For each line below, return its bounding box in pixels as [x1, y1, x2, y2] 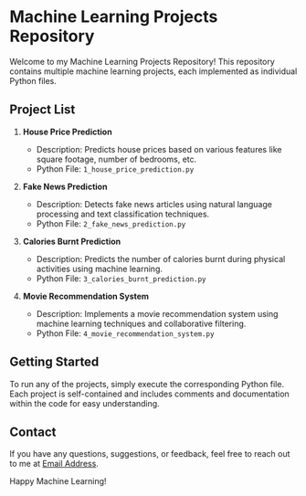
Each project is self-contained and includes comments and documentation [9, 388, 290, 399]
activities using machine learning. [36, 263, 163, 274]
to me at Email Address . [9, 459, 99, 470]
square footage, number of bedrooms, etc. [36, 153, 197, 164]
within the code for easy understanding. [9, 397, 160, 408]
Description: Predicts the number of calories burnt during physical [36, 253, 286, 264]
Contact [9, 424, 57, 439]
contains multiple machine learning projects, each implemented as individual [9, 66, 298, 77]
